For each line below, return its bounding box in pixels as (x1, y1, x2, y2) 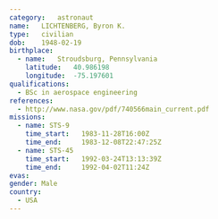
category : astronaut (9, 13, 94, 22)
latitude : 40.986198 (25, 63, 110, 72)
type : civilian (9, 29, 74, 38)
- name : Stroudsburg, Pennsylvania (17, 55, 158, 63)
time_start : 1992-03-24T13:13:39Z (25, 154, 163, 164)
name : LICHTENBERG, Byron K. (9, 21, 126, 30)
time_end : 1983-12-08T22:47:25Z (25, 138, 163, 147)
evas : (9, 171, 29, 180)
